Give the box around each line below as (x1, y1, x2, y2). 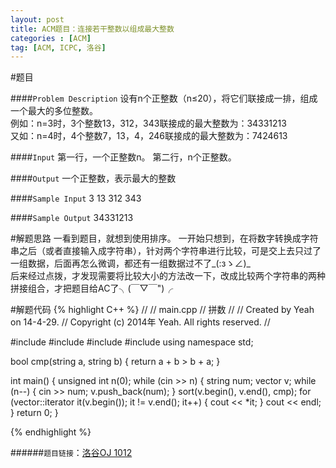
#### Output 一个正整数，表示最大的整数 (10, 172, 177, 185)
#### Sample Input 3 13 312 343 (10, 192, 142, 205)
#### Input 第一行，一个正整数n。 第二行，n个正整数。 (10, 151, 237, 163)
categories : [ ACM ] (10, 33, 92, 43)
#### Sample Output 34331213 (10, 212, 134, 224)
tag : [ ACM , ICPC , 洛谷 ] (10, 42, 107, 53)
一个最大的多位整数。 (10, 105, 98, 117)
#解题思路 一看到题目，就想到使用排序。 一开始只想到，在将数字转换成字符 (10, 232, 319, 245)
